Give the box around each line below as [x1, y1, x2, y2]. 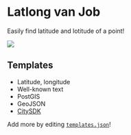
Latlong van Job [7, 4, 101, 20]
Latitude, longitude [16, 77, 71, 86]
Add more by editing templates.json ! [7, 120, 111, 128]
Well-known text [16, 85, 64, 93]
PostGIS [16, 92, 40, 100]
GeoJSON [16, 99, 46, 108]
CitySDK [16, 107, 41, 115]
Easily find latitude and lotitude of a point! [7, 27, 125, 35]
